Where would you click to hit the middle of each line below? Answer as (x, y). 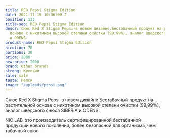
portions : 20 (19, 52)
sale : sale (17, 76)
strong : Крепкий (22, 71)
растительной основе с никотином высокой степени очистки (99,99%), (83, 105)
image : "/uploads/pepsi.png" (36, 85)
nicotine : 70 (19, 48)
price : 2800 (18, 57)
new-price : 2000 (22, 62)
